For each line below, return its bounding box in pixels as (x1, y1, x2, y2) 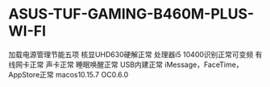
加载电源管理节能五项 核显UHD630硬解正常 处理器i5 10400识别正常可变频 (8, 49, 254, 59)
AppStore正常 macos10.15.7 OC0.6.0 (8, 69, 129, 79)
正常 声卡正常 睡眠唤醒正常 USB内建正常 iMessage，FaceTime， (29, 60, 243, 69)
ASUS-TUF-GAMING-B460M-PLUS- (8, 5, 255, 23)
